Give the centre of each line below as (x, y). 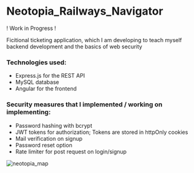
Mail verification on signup (49, 138)
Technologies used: (37, 62)
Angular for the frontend (46, 89)
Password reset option (44, 145)
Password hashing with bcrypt (54, 125)
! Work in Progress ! (31, 28)
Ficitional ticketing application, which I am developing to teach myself (94, 40)
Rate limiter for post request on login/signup (71, 152)
